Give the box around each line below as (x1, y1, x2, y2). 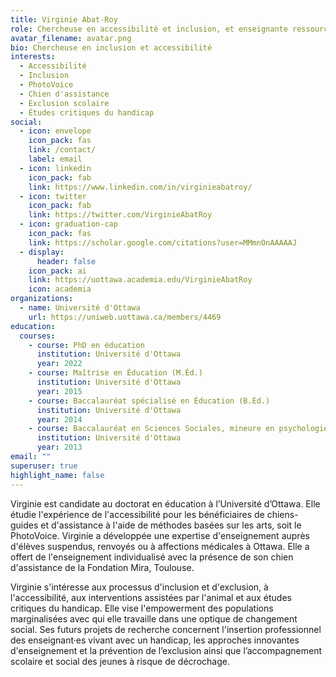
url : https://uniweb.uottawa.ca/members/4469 (28, 312, 222, 322)
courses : (19, 331, 56, 341)
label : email (28, 154, 83, 164)
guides (10, 519, 39, 531)
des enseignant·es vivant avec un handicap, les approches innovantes (10, 634, 300, 646)
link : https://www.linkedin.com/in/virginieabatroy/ (28, 182, 253, 192)
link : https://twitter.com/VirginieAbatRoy (28, 210, 213, 220)
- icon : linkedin (19, 163, 92, 173)
